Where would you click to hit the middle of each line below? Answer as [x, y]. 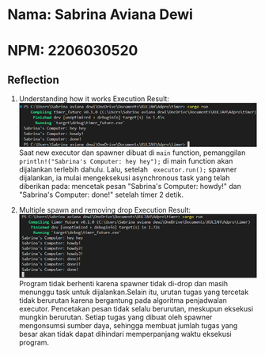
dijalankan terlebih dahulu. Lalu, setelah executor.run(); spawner [128, 169]
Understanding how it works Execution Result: [94, 99]
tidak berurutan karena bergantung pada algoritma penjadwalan [123, 300]
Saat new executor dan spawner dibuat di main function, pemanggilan [132, 153]
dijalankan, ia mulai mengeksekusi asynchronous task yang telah [124, 177]
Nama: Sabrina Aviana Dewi [100, 15]
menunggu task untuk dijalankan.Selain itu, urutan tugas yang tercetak [134, 292]
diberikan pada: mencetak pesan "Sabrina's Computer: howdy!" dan [130, 186]
